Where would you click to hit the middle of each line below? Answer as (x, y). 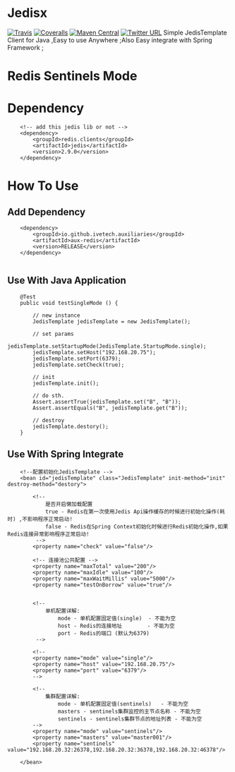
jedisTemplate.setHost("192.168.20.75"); (95, 352)
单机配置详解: (62, 611)
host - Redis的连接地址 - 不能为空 (116, 626)
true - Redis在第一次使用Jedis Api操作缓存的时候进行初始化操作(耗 (135, 512)
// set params (53, 334)
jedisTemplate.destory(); (71, 426)
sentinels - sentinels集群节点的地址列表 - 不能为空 (130, 719)
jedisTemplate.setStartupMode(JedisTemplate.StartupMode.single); (107, 346)
